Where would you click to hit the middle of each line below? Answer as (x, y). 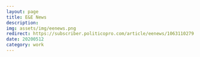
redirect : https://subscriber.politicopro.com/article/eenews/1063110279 (100, 34)
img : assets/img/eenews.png (41, 28)
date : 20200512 (25, 39)
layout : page (22, 12)
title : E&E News (26, 17)
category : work (25, 45)
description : (22, 23)
